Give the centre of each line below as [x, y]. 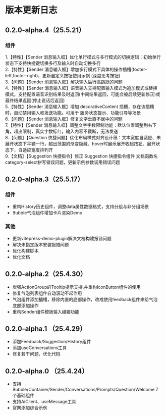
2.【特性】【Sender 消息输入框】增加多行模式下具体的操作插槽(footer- [76, 69]
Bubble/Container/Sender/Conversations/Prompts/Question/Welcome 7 [85, 390]
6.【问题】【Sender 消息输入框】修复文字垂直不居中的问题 [64, 119]
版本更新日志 [31, 10]
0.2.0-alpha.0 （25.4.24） [47, 371]
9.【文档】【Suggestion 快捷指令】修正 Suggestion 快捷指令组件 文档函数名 [82, 156]
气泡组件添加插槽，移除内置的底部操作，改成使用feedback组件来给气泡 [85, 299]
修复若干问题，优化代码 [36, 354]
